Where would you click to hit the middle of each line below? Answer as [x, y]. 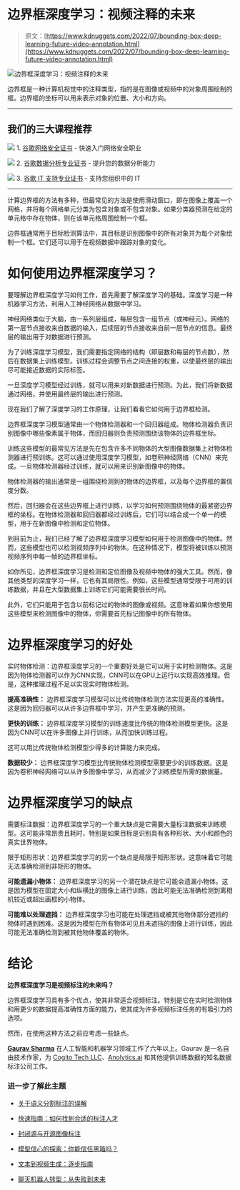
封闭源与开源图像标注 [49, 1134]
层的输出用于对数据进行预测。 [51, 336]
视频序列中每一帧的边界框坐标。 [54, 556]
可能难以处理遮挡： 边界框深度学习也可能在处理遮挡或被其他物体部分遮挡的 [118, 914]
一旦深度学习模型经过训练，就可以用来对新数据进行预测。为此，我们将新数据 [120, 385]
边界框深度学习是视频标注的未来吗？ [61, 985]
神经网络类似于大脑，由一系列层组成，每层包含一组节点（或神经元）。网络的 [119, 319]
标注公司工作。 [29, 1066]
